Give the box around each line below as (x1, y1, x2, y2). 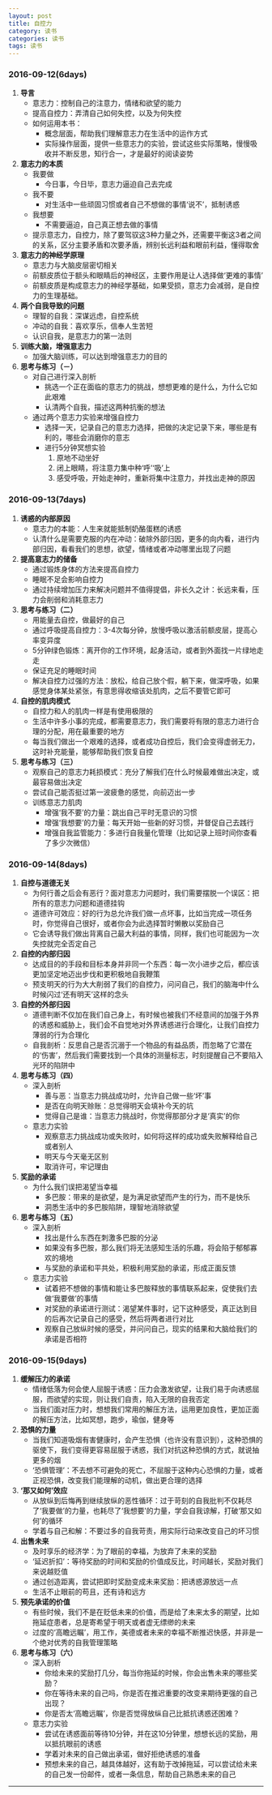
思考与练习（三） (19, 756, 78, 766)
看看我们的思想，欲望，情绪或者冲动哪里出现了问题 (60, 544, 232, 554)
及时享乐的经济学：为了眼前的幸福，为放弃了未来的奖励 (32, 1546, 217, 1557)
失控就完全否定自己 (32, 939, 97, 949)
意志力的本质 (19, 159, 63, 169)
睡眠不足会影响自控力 (32, 574, 104, 584)
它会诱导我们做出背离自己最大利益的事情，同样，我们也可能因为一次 (32, 929, 260, 939)
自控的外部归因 (19, 1000, 70, 1009)
